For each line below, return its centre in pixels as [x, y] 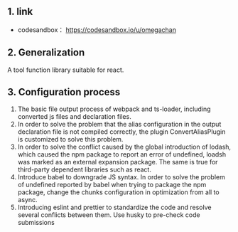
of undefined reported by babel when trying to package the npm [112, 185]
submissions [36, 223]
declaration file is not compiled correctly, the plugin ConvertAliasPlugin [121, 132]
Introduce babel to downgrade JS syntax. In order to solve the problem [121, 177]
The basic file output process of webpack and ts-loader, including [114, 109]
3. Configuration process [64, 92]
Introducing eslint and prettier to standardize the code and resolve [114, 207]
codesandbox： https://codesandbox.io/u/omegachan [97, 30]
